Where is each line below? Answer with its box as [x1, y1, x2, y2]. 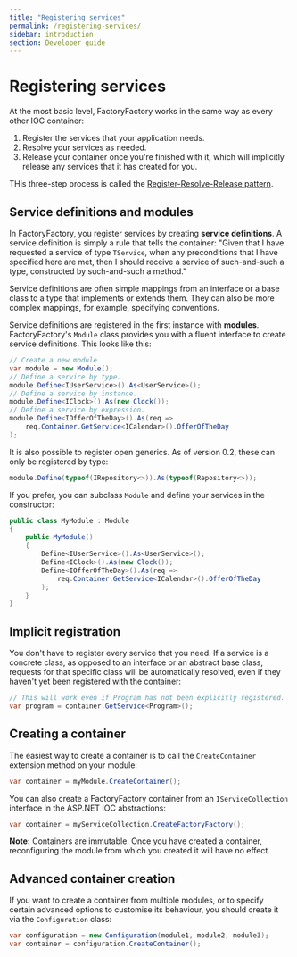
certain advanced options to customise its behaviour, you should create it [9, 904, 279, 915]
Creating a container [9, 727, 127, 742]
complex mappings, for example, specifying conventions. [9, 303, 220, 312]
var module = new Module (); [9, 363, 114, 373]
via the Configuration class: [9, 914, 112, 925]
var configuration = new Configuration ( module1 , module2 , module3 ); [9, 931, 269, 940]
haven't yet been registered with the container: [9, 676, 181, 687]
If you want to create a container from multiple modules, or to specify [9, 895, 265, 906]
